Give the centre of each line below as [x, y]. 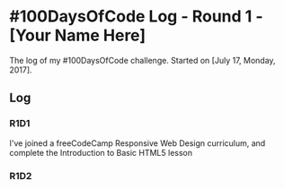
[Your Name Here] [78, 35]
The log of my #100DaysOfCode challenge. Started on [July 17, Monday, [142, 60]
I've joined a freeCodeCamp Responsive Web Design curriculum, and [138, 143]
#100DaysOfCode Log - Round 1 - [136, 17]
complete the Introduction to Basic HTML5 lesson [101, 152]
